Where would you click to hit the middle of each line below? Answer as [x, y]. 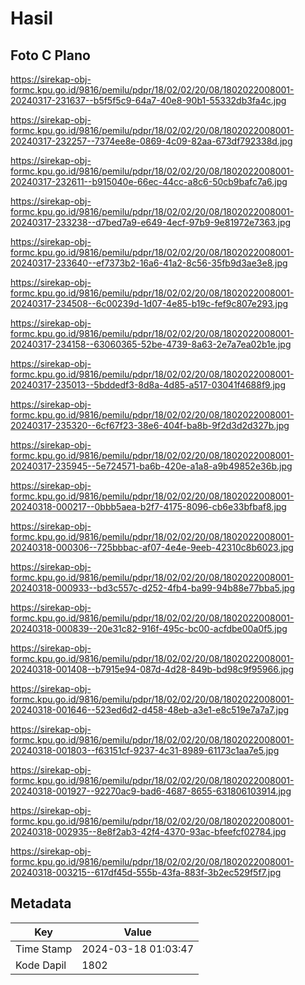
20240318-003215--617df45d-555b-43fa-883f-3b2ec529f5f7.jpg [146, 872]
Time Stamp [44, 949]
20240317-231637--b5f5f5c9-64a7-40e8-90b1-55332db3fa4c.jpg [148, 100]
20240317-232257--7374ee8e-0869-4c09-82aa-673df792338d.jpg [151, 141]
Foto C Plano [50, 55]
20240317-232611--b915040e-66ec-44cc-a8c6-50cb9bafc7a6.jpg [149, 181]
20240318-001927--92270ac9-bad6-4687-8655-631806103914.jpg [151, 791]
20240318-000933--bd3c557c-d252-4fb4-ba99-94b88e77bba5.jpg [153, 588]
